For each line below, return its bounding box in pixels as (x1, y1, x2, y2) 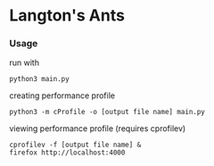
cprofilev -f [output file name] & (9, 140, 142, 150)
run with (9, 57, 40, 68)
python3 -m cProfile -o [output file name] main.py (9, 108, 205, 117)
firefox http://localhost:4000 (9, 148, 126, 157)
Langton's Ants (9, 5, 125, 26)
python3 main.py (9, 75, 70, 84)
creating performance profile (9, 90, 116, 101)
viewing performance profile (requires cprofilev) (9, 123, 186, 134)
